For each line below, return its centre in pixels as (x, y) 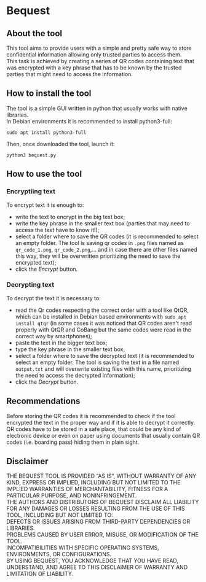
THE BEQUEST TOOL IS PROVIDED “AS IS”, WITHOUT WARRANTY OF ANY (101, 476)
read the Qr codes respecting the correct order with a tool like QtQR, (102, 310)
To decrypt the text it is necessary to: (54, 298)
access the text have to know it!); (57, 230)
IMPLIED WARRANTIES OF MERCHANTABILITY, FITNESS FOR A (87, 489)
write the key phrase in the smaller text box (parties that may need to (102, 223)
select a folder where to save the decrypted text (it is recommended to (105, 355)
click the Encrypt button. (46, 269)
